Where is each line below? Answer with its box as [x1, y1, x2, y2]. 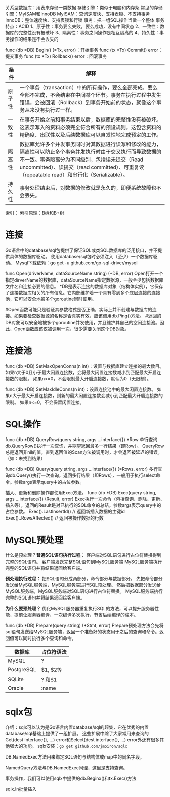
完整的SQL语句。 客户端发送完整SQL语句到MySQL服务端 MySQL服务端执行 [5, 559, 162, 565]
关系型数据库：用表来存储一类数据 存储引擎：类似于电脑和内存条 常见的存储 [5, 5, 163, 10]
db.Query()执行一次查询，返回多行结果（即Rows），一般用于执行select [9, 472, 156, 479]
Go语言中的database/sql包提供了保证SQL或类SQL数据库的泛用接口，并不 [5, 247, 158, 253]
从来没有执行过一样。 [24, 107, 76, 113]
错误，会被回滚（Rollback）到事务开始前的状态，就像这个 [19, 99, 157, 106]
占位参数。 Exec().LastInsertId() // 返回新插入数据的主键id [5, 508, 125, 514]
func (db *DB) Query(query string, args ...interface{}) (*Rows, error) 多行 [5, 466, 158, 472]
